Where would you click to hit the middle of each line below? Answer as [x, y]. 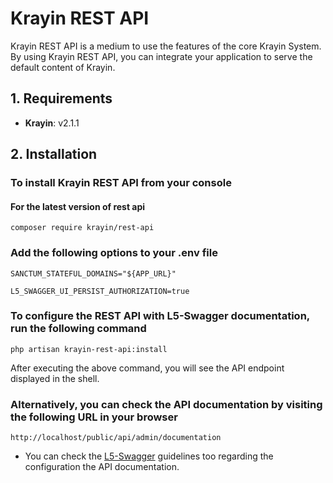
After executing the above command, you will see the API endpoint [147, 368]
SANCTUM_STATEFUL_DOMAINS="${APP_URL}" [93, 273]
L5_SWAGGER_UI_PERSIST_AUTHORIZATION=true [100, 291]
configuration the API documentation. [102, 467]
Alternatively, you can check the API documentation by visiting [166, 404]
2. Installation [54, 154]
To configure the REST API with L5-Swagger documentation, [160, 316]
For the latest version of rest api [78, 206]
